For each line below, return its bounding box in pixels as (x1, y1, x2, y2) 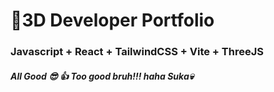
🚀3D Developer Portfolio (10, 9, 215, 32)
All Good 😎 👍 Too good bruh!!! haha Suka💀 (10, 70, 194, 82)
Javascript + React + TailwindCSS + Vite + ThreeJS (10, 45, 264, 59)
